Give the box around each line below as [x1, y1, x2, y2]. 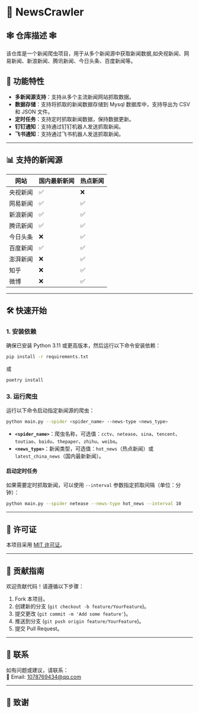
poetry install [6, 377, 44, 384]
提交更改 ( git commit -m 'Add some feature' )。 [14, 610, 131, 617]
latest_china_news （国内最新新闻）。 [14, 452, 105, 460]
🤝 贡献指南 [6, 566, 44, 576]
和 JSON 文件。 [14, 108, 53, 115]
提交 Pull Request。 [14, 625, 63, 632]
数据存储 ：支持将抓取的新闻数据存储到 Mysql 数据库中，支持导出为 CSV [14, 100, 191, 107]
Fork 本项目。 [14, 595, 49, 602]
